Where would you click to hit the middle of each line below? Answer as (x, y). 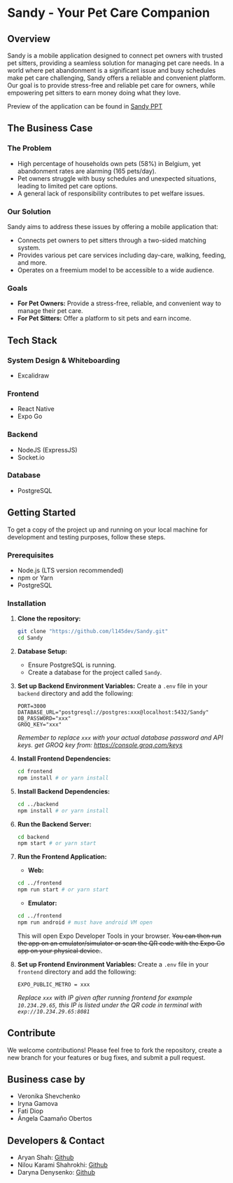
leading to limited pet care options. (67, 186)
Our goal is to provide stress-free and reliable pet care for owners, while (111, 85)
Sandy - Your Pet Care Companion (108, 13)
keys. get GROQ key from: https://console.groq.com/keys (100, 745)
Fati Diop (30, 1111)
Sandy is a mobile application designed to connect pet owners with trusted (115, 55)
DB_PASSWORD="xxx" (44, 719)
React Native (36, 409)
